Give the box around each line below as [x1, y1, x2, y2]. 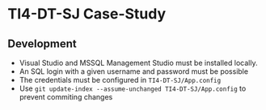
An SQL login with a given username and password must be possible [19, 67, 248, 76]
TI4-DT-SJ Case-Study [7, 5, 167, 23]
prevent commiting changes [19, 92, 113, 101]
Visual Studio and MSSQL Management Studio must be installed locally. [19, 58, 258, 67]
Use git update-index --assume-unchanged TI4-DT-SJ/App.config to [19, 84, 247, 93]
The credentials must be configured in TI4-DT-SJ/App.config [19, 75, 222, 84]
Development [7, 37, 78, 51]
